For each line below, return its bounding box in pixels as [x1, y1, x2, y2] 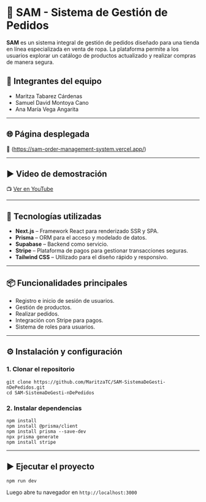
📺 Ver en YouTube [6, 185, 54, 192]
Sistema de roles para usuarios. [15, 323, 96, 330]
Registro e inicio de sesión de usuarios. [15, 297, 115, 304]
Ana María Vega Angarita [15, 105, 78, 113]
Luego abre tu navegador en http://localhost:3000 [6, 489, 137, 496]
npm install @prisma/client [6, 423, 78, 429]
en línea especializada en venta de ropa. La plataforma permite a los [6, 45, 179, 53]
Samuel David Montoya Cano [15, 99, 89, 106]
